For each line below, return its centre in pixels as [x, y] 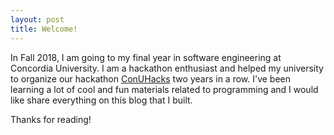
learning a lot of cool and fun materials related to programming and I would [164, 89]
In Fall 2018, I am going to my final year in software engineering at [146, 57]
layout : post [37, 19]
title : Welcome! [44, 29]
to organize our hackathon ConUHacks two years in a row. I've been [151, 78]
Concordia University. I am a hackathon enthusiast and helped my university [167, 68]
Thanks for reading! [51, 119]
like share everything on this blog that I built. [101, 100]
